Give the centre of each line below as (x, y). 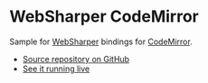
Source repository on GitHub (76, 59)
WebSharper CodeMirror (104, 17)
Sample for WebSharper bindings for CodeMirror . (101, 41)
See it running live (56, 69)
